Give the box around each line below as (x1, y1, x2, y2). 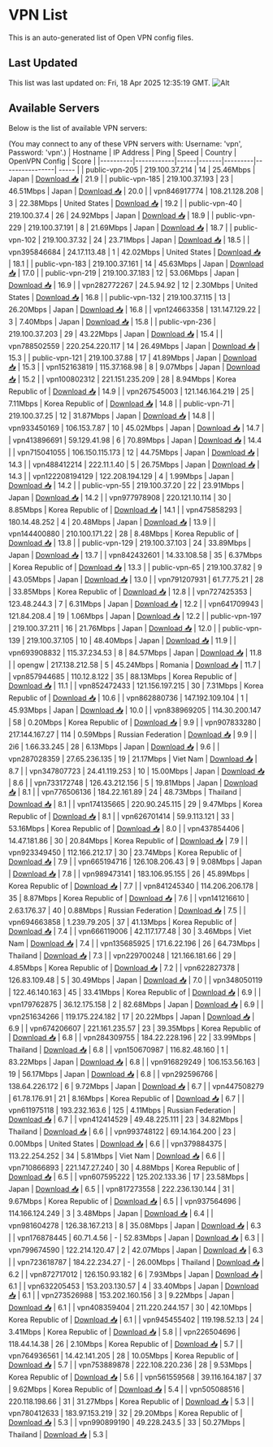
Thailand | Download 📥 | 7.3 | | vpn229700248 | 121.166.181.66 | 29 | (8, 950, 236, 961)
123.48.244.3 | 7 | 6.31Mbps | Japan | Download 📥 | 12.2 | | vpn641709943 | (8, 599, 264, 608)
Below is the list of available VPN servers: (8, 123, 148, 133)
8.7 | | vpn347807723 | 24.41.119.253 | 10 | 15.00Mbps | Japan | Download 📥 (8, 766, 265, 776)
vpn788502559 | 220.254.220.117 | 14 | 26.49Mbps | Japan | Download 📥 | (8, 341, 260, 351)
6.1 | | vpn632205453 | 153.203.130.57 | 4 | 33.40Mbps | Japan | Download (8, 1281, 259, 1291)
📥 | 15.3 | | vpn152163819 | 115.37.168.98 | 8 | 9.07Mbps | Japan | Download (8, 362, 261, 372)
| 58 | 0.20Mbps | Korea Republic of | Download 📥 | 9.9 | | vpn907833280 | (8, 717, 262, 727)
